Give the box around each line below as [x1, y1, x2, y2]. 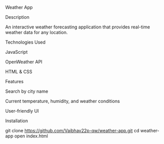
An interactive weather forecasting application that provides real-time [5, 24, 150, 30]
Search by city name [5, 88, 49, 94]
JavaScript [5, 49, 28, 55]
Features [5, 79, 24, 84]
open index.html [14, 133, 48, 139]
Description [5, 14, 29, 20]
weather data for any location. [5, 29, 68, 35]
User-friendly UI [5, 108, 39, 114]
